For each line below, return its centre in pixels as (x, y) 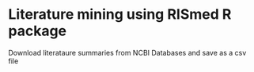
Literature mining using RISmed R (120, 14)
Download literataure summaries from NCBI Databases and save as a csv (127, 52)
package (38, 31)
